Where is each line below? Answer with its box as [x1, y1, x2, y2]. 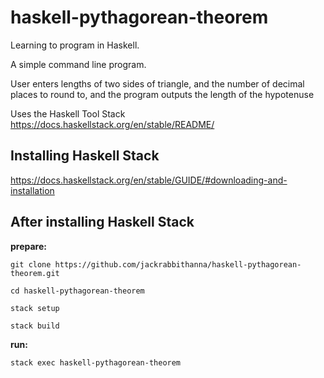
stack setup [10, 303, 60, 313]
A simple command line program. [10, 58, 147, 70]
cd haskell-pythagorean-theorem [10, 286, 145, 296]
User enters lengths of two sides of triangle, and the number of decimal [10, 77, 305, 90]
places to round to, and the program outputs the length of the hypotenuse [10, 88, 315, 100]
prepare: [10, 240, 47, 252]
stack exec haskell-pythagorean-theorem [10, 357, 182, 368]
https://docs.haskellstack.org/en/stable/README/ [10, 118, 215, 130]
